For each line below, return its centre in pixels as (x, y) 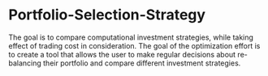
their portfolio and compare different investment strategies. (142, 63)
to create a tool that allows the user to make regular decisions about (122, 54)
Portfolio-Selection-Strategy (107, 15)
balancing (25, 63)
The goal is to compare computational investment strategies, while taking (131, 37)
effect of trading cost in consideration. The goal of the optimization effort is (134, 45)
